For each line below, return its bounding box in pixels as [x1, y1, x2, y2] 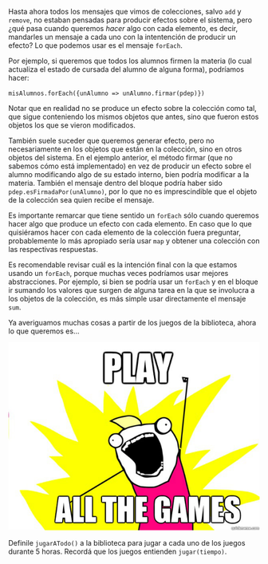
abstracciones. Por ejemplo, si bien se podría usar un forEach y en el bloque [8, 277, 258, 286]
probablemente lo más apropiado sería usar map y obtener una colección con [8, 236, 260, 246]
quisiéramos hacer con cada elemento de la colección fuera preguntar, [8, 227, 242, 237]
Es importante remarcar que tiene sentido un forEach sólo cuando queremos [8, 211, 259, 220]
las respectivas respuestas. [8, 245, 98, 254]
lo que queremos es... [8, 326, 80, 336]
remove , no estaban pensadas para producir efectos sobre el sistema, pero [8, 15, 253, 25]
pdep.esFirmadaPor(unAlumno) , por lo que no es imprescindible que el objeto [8, 187, 258, 196]
